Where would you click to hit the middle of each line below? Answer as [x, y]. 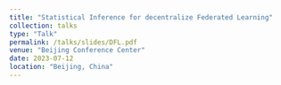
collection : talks [43, 26]
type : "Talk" [33, 34]
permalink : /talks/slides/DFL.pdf [74, 42]
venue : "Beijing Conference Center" [77, 50]
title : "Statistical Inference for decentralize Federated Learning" [141, 17]
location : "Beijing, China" [62, 67]
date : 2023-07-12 [41, 58]
